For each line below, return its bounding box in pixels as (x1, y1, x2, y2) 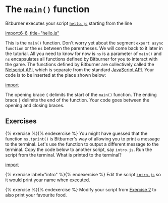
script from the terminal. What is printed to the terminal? (5, 151, 122, 158)
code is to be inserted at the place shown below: (5, 72, 106, 78)
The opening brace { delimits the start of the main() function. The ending (5, 91, 157, 97)
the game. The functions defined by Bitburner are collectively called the (5, 61, 155, 67)
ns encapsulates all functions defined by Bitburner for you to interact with (5, 56, 158, 62)
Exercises (5, 117, 37, 126)
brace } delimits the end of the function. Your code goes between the (5, 97, 150, 103)
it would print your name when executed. (5, 177, 90, 183)
